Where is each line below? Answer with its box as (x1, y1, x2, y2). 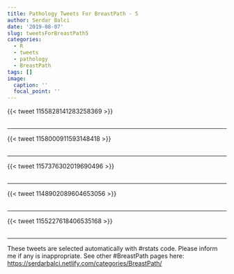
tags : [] (7, 68, 33, 75)
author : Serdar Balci (7, 17, 70, 24)
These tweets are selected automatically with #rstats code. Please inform (7, 245, 218, 253)
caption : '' (13, 82, 49, 89)
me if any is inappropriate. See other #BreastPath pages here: (7, 252, 185, 260)
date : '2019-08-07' (7, 23, 64, 30)
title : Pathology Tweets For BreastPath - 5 (7, 10, 139, 17)
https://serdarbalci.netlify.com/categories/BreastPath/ (7, 259, 162, 268)
